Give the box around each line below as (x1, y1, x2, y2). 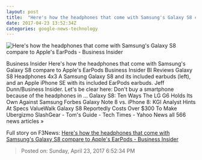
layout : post (6, 8, 39, 15)
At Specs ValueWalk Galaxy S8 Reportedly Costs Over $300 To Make (6, 105, 177, 112)
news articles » (6, 118, 44, 125)
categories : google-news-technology (6, 25, 98, 32)
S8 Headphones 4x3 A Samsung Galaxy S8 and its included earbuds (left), (6, 73, 191, 80)
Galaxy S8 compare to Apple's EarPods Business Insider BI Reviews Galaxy (6, 67, 193, 74)
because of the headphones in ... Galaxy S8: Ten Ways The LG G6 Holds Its (6, 92, 193, 99)
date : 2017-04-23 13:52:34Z (6, 20, 77, 26)
